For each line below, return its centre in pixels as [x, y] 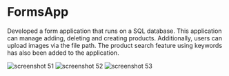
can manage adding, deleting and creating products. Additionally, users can [115, 38]
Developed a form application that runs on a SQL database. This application [114, 31]
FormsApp [38, 12]
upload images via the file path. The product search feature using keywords [115, 45]
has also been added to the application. [63, 53]
